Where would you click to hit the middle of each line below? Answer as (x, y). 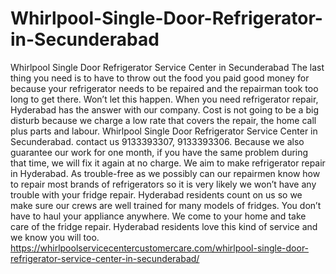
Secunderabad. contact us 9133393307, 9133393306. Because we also (157, 141)
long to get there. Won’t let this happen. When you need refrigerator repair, (164, 99)
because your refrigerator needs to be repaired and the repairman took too (164, 88)
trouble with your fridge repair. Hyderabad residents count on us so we (156, 194)
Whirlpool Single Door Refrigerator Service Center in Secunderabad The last (167, 67)
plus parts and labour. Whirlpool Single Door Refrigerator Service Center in (164, 131)
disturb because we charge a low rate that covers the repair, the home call (163, 120)
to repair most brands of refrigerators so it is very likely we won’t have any (163, 184)
